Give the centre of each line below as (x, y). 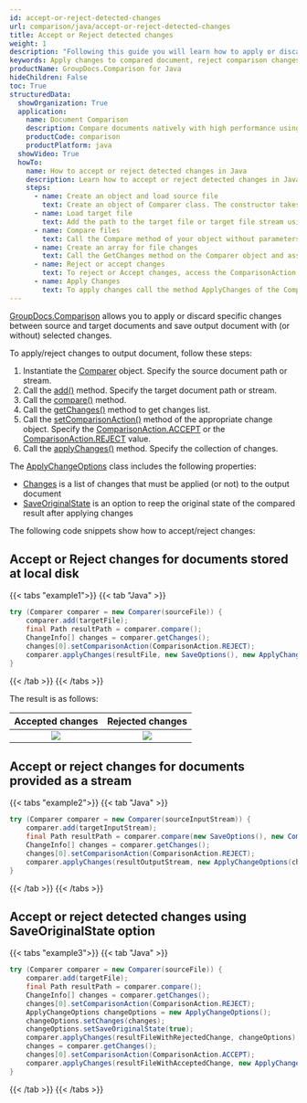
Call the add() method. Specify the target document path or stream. (149, 390)
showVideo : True (48, 154)
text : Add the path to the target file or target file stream (163, 222)
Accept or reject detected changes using (128, 916)
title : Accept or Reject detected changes (91, 35)
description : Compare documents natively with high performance (151, 129)
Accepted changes (56, 721)
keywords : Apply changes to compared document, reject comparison (138, 60)
